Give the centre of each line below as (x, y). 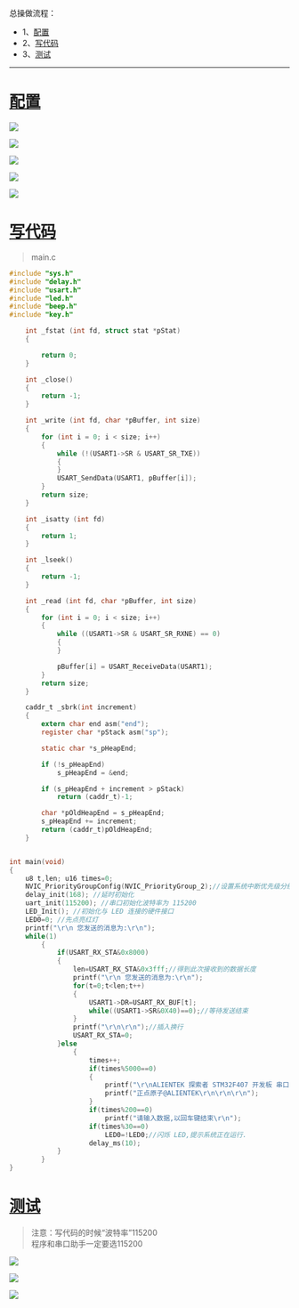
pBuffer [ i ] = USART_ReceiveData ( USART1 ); (135, 666)
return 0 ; (59, 355)
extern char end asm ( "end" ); (95, 724)
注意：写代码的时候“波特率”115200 (94, 1232)
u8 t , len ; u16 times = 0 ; (69, 878)
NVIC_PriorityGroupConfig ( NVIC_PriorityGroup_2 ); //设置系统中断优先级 (153, 887)
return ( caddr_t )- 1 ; (95, 797)
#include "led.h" (41, 298)
